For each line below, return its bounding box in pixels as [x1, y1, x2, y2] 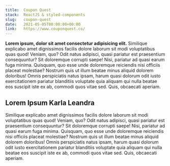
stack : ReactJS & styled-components [5, 12, 86, 17]
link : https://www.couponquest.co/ [5, 26, 86, 32]
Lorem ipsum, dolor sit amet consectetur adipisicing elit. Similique [5, 40, 148, 46]
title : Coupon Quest [5, 7, 51, 13]
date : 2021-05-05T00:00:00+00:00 [5, 21, 81, 27]
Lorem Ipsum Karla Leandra [5, 98, 95, 107]
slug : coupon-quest [5, 17, 51, 22]
